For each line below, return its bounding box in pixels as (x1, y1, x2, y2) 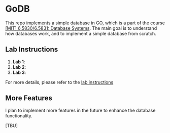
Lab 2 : (12, 64, 26, 70)
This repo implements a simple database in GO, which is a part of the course (5, 20, 165, 26)
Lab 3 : (12, 69, 26, 75)
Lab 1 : (12, 59, 25, 65)
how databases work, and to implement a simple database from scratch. (5, 30, 156, 36)
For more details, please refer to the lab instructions (5, 79, 114, 85)
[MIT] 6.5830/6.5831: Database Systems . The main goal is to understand (5, 25, 157, 31)
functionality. (5, 112, 33, 119)
